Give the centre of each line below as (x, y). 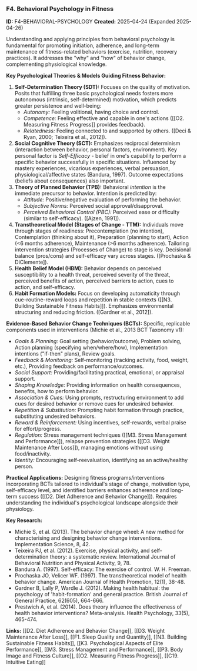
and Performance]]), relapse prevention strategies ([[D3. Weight (92, 441)
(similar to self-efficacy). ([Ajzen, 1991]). (72, 218)
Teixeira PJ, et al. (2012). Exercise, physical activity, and (82, 551)
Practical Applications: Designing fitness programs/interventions (85, 478)
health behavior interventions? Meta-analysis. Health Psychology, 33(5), (102, 613)
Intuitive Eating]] (26, 662)
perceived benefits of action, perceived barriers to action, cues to (94, 281)
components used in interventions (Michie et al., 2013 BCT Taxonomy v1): (95, 330)
